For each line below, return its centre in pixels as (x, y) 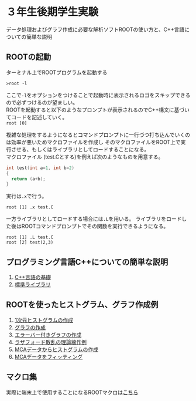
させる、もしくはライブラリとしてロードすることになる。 (80, 149)
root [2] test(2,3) (30, 242)
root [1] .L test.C (30, 237)
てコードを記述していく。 (37, 117)
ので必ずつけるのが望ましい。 (42, 102)
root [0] (17, 123)
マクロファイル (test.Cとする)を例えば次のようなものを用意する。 (85, 157)
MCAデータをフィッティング (49, 356)
